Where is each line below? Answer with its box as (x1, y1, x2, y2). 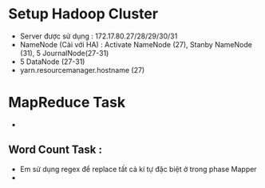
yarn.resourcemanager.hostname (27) (19, 65, 145, 74)
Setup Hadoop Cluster (8, 5, 158, 23)
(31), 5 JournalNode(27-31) (19, 48, 109, 58)
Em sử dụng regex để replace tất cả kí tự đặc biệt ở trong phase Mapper (19, 164, 257, 174)
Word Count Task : (8, 143, 102, 157)
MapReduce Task (8, 94, 126, 112)
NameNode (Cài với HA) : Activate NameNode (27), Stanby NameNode (19, 39, 253, 49)
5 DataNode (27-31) (19, 57, 85, 66)
